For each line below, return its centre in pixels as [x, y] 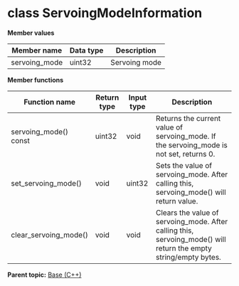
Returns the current [188, 118]
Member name [37, 50]
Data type [87, 50]
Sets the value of [184, 165]
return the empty [184, 248]
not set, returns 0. [185, 154]
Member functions [36, 80]
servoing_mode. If [186, 136]
